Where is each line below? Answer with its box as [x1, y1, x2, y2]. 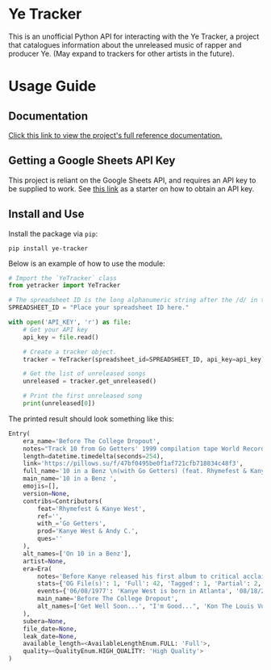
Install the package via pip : [8, 228, 98, 238]
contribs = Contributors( [23, 497, 103, 505]
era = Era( [23, 564, 52, 573]
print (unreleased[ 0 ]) [23, 400, 95, 408]
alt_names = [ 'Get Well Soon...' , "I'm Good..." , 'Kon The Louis [37, 602, 254, 610]
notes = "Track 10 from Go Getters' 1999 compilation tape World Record [23, 445, 265, 453]
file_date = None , [23, 625, 78, 633]
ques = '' [37, 534, 63, 543]
